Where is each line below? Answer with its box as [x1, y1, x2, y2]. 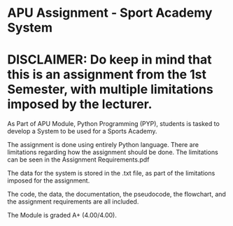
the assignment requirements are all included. [7, 197, 139, 206]
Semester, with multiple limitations [7, 82, 213, 97]
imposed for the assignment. [7, 176, 90, 185]
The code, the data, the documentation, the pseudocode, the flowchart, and [7, 190, 226, 199]
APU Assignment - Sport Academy [7, 5, 213, 21]
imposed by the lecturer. [7, 97, 153, 113]
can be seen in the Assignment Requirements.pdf [7, 155, 150, 164]
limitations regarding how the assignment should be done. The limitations [7, 148, 218, 157]
